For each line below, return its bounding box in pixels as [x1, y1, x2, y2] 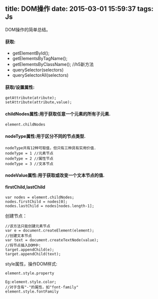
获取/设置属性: [5, 84, 35, 90]
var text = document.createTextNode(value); [5, 238, 99, 243]
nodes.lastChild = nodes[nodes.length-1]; [5, 204, 94, 209]
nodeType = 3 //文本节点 [5, 161, 54, 166]
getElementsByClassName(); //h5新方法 [12, 61, 94, 67]
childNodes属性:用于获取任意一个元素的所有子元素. [5, 111, 111, 117]
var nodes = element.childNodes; [5, 195, 75, 200]
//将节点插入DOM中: [5, 243, 41, 248]
